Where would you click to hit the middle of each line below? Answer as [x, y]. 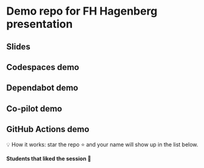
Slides [18, 47]
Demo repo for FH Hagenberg [82, 11]
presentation [40, 24]
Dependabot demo [42, 88]
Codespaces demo [43, 67]
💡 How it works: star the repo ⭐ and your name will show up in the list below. [102, 144]
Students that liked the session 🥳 [49, 158]
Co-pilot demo [34, 109]
